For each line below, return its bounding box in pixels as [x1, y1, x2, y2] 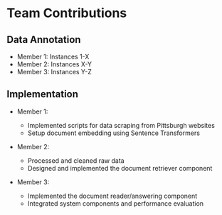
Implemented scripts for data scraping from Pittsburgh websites [27, 121, 215, 129]
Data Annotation [6, 34, 81, 46]
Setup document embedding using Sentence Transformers [27, 129, 201, 137]
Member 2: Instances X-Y [16, 60, 92, 69]
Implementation [6, 88, 79, 101]
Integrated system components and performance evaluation [27, 199, 204, 208]
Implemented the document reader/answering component [27, 191, 198, 200]
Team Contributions [6, 5, 127, 21]
